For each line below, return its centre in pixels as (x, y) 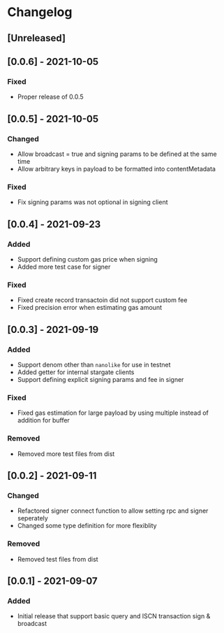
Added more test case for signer (64, 266)
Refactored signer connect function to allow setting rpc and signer (113, 511)
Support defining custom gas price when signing (88, 259)
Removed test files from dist (58, 559)
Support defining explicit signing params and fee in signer (100, 379)
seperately (33, 518)
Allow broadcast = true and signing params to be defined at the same (117, 154)
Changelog (40, 12)
